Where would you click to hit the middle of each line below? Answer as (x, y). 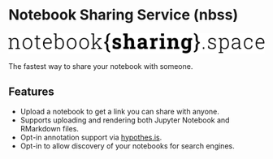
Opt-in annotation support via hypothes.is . (91, 137)
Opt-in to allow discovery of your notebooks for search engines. (127, 146)
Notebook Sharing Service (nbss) (123, 15)
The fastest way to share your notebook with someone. (101, 66)
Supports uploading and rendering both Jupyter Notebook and (125, 120)
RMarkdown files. (50, 128)
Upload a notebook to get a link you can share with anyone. (119, 111)
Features (31, 92)
